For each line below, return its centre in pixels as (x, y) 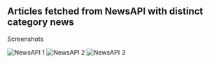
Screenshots (26, 39)
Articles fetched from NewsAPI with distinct (105, 11)
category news (41, 22)
